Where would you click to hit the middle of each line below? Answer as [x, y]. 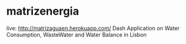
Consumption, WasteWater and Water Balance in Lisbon [76, 34]
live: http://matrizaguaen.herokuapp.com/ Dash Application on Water [93, 28]
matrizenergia [43, 11]
